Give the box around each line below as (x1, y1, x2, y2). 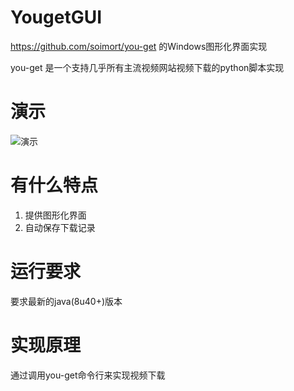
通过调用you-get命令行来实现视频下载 (10, 369, 166, 381)
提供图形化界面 (24, 209, 87, 221)
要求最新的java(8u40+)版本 (10, 295, 123, 307)
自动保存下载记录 (24, 221, 96, 233)
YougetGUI (10, 6, 103, 29)
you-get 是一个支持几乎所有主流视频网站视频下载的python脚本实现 (10, 61, 285, 73)
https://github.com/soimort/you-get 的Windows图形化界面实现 (10, 40, 268, 52)
